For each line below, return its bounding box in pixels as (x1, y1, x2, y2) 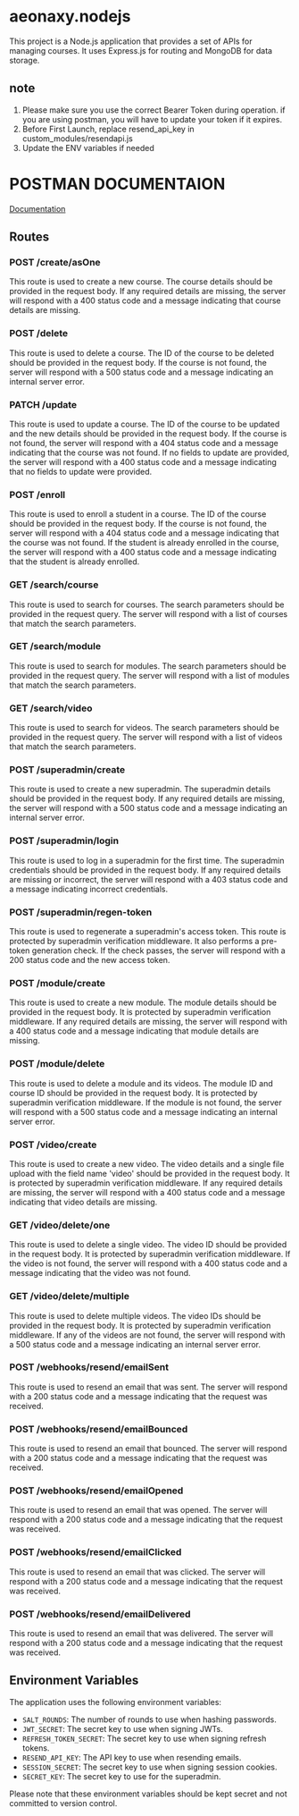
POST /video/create (9, 1138, 97, 1151)
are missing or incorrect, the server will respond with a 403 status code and (9, 874, 288, 884)
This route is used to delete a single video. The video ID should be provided (9, 1239, 287, 1250)
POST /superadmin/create (9, 764, 126, 776)
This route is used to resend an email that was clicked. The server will (9, 1567, 266, 1577)
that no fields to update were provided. (9, 466, 153, 477)
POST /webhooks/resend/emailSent (9, 1361, 170, 1373)
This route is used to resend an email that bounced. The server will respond (9, 1443, 287, 1454)
